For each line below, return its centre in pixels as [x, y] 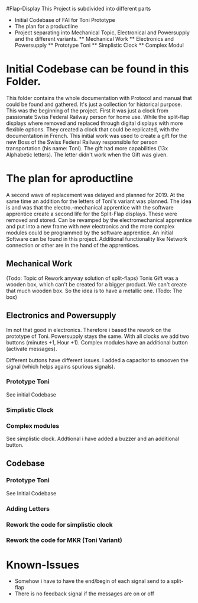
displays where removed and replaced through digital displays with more [95, 123]
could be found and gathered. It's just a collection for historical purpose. [94, 104]
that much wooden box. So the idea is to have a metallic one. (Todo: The [94, 291]
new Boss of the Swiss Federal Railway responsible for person [82, 142]
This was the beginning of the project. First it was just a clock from [87, 110]
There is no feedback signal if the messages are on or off [85, 594]
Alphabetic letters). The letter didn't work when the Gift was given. [87, 154]
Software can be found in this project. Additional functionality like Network [97, 238]
